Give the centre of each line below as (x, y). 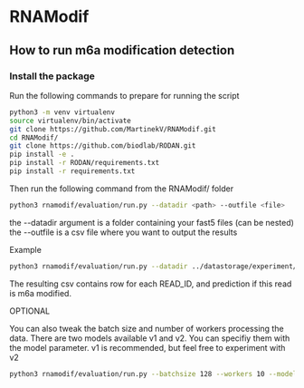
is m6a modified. (41, 293)
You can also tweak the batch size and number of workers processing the (147, 328)
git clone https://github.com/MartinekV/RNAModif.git (113, 129)
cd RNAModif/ (34, 138)
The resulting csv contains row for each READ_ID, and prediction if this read (151, 284)
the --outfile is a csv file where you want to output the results (123, 232)
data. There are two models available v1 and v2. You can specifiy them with (150, 338)
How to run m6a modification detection (122, 50)
